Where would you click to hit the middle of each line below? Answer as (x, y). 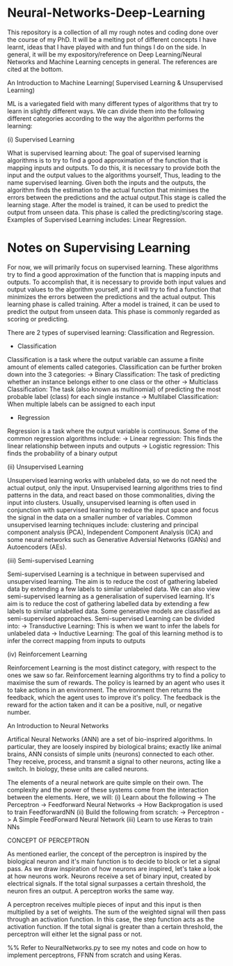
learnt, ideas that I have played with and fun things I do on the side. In (107, 47)
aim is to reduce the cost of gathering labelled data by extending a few (109, 603)
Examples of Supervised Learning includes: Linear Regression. (97, 219)
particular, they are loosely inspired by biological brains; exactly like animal (114, 746)
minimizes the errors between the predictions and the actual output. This (111, 296)
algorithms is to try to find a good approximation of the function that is (108, 160)
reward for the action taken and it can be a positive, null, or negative (105, 704)
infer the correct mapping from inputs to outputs (77, 640)
